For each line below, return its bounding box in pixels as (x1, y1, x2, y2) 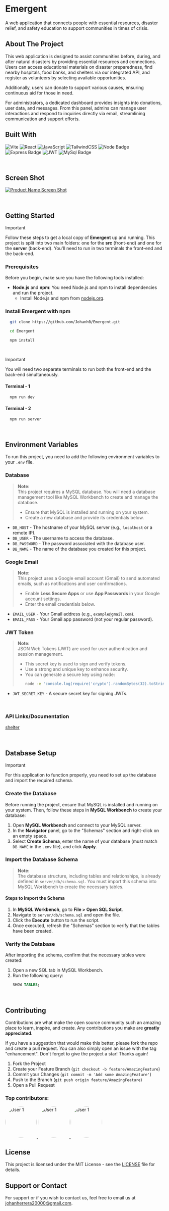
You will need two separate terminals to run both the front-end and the (5, 366, 151, 372)
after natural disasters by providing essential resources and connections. (5, 59, 156, 65)
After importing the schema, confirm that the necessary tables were (5, 952, 146, 958)
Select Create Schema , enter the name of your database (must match (12, 838, 157, 844)
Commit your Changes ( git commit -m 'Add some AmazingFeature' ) (12, 1072, 152, 1078)
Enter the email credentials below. (25, 601, 96, 607)
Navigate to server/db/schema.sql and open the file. (12, 912, 121, 918)
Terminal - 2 (5, 405, 31, 412)
